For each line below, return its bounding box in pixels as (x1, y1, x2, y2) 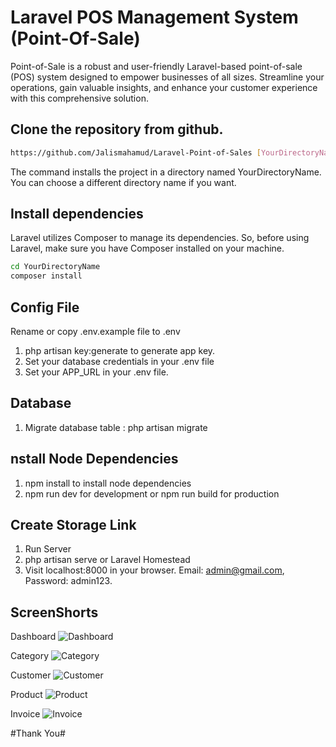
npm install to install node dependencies (24, 477, 192, 489)
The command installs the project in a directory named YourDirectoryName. (10, 166, 322, 178)
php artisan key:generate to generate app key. (24, 345, 216, 356)
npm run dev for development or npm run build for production (24, 487, 280, 500)
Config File (10, 299, 80, 316)
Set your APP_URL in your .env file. (24, 366, 169, 378)
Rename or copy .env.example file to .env (10, 326, 181, 337)
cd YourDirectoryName (10, 262, 101, 272)
